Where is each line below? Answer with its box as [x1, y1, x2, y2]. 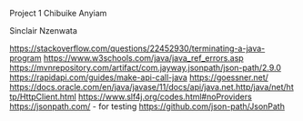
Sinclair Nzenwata [9, 25, 77, 35]
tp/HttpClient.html [9, 91, 77, 102]
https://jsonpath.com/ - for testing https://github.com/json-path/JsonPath [9, 101, 285, 112]
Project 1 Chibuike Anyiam [9, 8, 107, 18]
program [9, 53, 42, 63]
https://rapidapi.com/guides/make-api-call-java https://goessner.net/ [9, 72, 268, 83]
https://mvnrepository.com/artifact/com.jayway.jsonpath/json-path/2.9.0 [9, 63, 282, 73]
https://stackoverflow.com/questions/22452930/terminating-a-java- [9, 43, 266, 54]
